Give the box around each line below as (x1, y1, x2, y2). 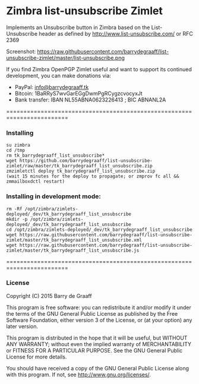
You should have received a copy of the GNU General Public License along (6, 364, 189, 372)
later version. (6, 322, 39, 330)
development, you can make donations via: (6, 72, 112, 79)
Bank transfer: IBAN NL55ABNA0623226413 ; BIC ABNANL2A (14, 96, 166, 103)
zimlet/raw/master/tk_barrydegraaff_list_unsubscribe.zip (6, 163, 153, 169)
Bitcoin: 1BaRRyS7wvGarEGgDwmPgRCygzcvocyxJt (14, 90, 143, 97)
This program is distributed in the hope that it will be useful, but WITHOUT (6, 334, 188, 341)
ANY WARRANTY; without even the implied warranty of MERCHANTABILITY (6, 340, 192, 348)
